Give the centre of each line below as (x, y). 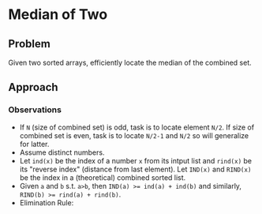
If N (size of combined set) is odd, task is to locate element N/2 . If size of (137, 127)
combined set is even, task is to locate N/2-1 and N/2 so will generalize (134, 135)
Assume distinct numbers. (62, 152)
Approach (33, 87)
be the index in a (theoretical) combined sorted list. (103, 177)
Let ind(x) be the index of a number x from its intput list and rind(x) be (136, 160)
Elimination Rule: (47, 202)
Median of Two (58, 15)
